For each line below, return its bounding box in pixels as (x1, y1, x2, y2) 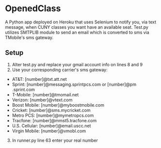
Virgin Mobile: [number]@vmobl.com (12, 128, 86, 134)
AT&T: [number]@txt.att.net (12, 76, 67, 82)
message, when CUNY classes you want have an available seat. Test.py (5, 24, 149, 30)
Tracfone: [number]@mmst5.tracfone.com (12, 117, 97, 123)
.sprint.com (12, 86, 35, 92)
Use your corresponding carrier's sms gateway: (12, 67, 108, 73)
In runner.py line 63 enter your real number (12, 137, 98, 143)
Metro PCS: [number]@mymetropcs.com (12, 112, 94, 118)
